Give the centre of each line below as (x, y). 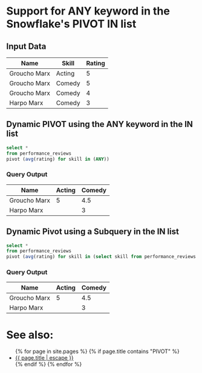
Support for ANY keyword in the (88, 11)
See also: (30, 335)
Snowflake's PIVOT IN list (71, 24)
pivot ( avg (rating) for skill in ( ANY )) (58, 159)
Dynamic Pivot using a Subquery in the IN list (93, 232)
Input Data (26, 46)
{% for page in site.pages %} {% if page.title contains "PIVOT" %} (97, 351)
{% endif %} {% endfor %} (48, 365)
